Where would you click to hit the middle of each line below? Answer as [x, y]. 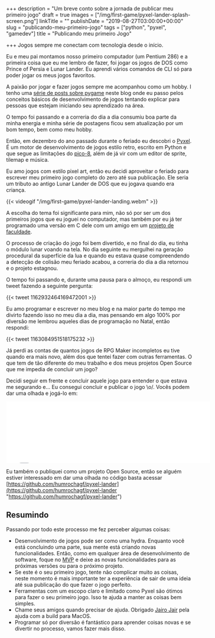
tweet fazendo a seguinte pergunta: [50, 286]
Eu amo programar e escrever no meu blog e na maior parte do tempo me [96, 309]
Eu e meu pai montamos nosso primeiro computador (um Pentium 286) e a [97, 56]
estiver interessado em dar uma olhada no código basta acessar [84, 478]
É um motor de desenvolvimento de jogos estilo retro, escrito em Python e [97, 147]
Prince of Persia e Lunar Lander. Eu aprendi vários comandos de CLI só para [99, 69]
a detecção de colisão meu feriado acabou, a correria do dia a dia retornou [97, 262]
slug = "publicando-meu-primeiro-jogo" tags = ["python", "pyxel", [86, 27]
